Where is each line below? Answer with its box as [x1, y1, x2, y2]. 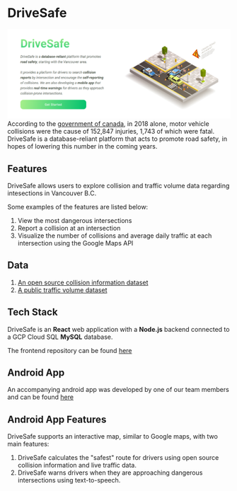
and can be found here [7, 393, 74, 401]
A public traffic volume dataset [17, 285, 108, 294]
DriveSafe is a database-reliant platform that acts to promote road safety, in [7, 134, 228, 143]
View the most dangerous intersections [17, 216, 132, 225]
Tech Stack [7, 306, 58, 318]
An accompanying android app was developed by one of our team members [7, 386, 230, 394]
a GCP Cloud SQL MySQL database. [7, 333, 113, 341]
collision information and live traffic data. [17, 461, 137, 470]
